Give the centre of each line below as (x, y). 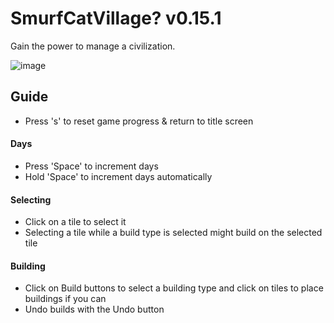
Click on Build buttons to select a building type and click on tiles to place (174, 288)
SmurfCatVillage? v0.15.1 (116, 18)
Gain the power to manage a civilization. (93, 46)
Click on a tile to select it (75, 222)
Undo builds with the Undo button (94, 309)
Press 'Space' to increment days (91, 166)
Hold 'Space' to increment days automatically (118, 176)
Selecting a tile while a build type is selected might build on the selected (173, 233)
